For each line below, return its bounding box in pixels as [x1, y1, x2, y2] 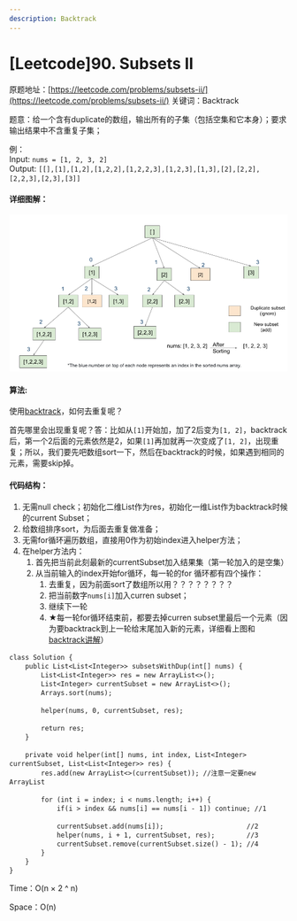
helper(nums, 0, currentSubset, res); [41, 706, 184, 715]
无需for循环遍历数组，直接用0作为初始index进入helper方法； [21, 534, 243, 545]
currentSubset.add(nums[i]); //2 [56, 822, 259, 831]
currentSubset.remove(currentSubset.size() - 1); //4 [56, 840, 259, 848]
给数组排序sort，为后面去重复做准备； [21, 523, 161, 534]
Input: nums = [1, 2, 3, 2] [9, 153, 108, 164]
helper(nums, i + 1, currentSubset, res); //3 [56, 831, 259, 840]
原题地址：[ [9, 84, 51, 95]
